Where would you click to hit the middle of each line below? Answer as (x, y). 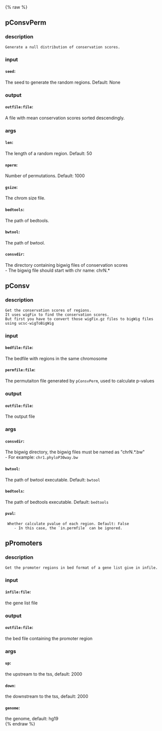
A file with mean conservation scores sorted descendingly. (65, 118)
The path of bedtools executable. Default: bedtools (57, 502)
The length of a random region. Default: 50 (49, 153)
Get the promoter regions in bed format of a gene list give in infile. (81, 568)
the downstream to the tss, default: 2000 (47, 696)
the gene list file (21, 603)
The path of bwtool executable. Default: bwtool (53, 480)
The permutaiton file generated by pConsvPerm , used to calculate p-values (80, 381)
